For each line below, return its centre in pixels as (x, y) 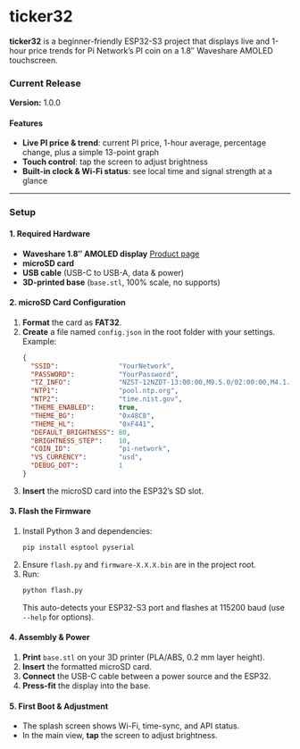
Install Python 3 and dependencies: (87, 531)
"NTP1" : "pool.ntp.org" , (105, 391)
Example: (39, 341)
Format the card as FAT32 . (72, 322)
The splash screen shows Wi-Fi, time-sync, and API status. (131, 726)
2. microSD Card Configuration (68, 303)
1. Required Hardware (50, 233)
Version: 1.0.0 (35, 103)
